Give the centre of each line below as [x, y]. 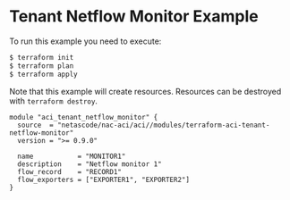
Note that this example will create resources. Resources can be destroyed [145, 91]
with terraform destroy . [54, 101]
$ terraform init [42, 57]
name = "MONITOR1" [72, 156]
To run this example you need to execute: [85, 41]
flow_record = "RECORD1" [70, 171]
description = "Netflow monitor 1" [90, 164]
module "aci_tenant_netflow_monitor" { [84, 117]
